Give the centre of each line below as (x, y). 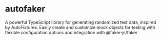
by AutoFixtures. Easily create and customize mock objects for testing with (80, 27)
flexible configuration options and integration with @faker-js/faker (71, 32)
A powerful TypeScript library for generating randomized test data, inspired (81, 22)
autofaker (25, 9)
